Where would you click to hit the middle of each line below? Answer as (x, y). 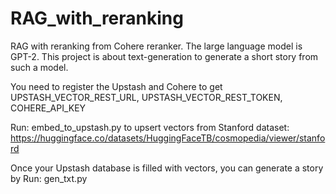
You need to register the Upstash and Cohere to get (116, 86)
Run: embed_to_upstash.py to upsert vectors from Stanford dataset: (150, 127)
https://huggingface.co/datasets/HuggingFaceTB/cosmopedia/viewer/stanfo (168, 138)
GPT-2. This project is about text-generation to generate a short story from (164, 56)
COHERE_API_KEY (48, 108)
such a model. (39, 67)
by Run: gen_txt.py (49, 178)
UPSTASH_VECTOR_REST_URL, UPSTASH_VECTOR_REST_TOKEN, (146, 97)
